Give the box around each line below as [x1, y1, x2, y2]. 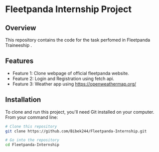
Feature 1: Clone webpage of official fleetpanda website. [12, 70, 129, 76]
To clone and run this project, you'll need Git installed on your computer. [5, 109, 154, 115]
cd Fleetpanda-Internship [5, 142, 59, 147]
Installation [5, 96, 41, 104]
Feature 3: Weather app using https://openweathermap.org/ [12, 81, 136, 87]
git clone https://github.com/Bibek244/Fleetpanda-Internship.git [5, 128, 147, 134]
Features [5, 57, 34, 65]
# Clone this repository [5, 124, 57, 129]
